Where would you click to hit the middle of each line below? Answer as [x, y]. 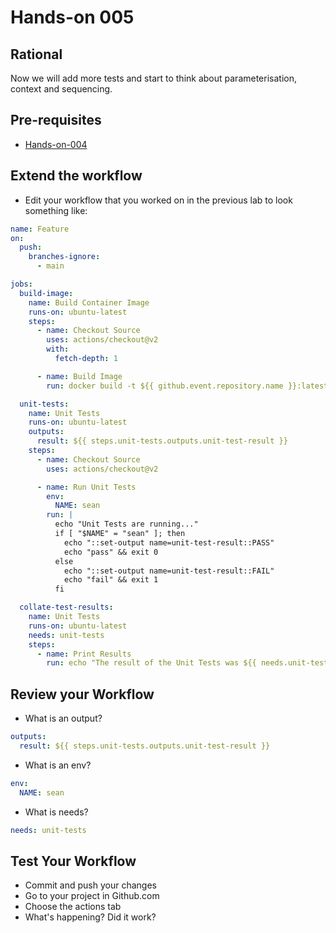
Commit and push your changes [90, 885]
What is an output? [63, 718]
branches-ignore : [64, 257]
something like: [56, 210]
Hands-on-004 [56, 144]
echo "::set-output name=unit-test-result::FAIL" [169, 571]
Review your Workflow [82, 694]
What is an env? [58, 765]
